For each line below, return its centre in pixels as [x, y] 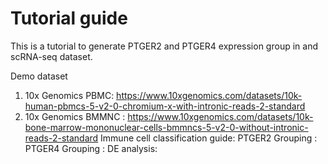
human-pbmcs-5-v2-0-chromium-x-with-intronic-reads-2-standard [165, 106]
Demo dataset [39, 76]
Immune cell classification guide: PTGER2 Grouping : [209, 138]
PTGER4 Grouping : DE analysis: [91, 148]
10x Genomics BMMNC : [75, 116]
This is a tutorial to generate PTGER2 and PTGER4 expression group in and [164, 46]
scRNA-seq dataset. [51, 56]
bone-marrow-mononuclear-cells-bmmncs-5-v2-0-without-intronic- [166, 127]
